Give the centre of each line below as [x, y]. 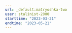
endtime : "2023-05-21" [28, 23]
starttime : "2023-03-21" [31, 18]
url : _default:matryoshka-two [36, 9]
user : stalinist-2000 [27, 14]
